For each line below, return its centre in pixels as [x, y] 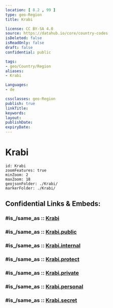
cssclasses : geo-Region [31, 99]
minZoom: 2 [17, 175]
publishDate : [19, 123]
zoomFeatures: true [26, 170]
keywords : [16, 113]
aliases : [15, 71]
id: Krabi [16, 166]
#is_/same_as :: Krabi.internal [43, 246]
